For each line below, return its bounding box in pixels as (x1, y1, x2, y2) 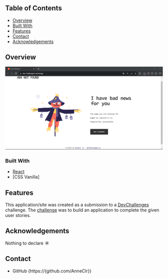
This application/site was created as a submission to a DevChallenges (5, 202, 149, 208)
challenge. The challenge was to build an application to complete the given (5, 207, 159, 213)
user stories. (5, 212, 31, 218)
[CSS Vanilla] (12, 174, 40, 180)
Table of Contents (5, 4, 62, 12)
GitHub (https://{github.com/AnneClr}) (12, 267, 91, 274)
